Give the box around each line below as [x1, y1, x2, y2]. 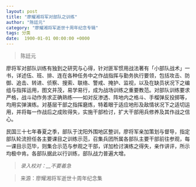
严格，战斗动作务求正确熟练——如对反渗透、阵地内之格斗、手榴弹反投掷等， [6, 94, 190, 101]
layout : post [6, 8, 38, 15]
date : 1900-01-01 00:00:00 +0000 [6, 36, 90, 41]
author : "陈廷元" [6, 19, 45, 25]
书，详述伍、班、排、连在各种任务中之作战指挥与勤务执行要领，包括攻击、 [6, 72, 185, 79]
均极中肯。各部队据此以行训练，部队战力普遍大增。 [6, 150, 129, 157]
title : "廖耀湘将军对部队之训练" [6, 14, 78, 20]
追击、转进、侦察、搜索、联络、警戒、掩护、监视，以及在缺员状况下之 [16, 79, 185, 86]
